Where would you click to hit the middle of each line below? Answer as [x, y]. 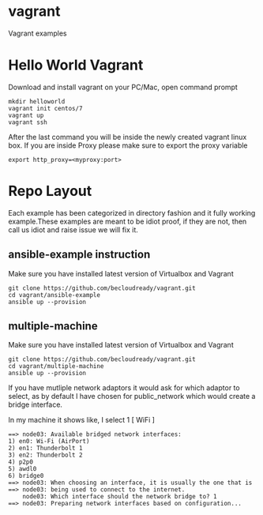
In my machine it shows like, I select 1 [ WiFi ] [82, 420]
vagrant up [26, 115]
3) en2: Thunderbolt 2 [45, 455]
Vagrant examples [38, 33]
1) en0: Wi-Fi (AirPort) [49, 442]
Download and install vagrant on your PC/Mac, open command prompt [123, 87]
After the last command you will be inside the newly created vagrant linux [128, 137]
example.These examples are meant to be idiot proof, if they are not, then [128, 221]
